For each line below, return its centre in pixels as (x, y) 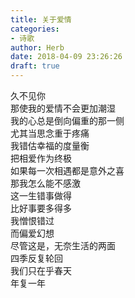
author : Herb (37, 47)
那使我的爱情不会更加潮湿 (63, 108)
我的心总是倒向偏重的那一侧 (67, 120)
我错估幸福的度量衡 (50, 145)
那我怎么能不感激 (45, 183)
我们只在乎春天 (41, 270)
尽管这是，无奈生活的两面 (63, 245)
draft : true (35, 66)
